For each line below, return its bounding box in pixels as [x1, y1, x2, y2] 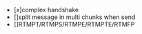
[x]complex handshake [13, 6, 79, 14]
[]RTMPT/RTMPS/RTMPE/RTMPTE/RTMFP [13, 20, 135, 28]
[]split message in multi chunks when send [13, 13, 136, 21]
